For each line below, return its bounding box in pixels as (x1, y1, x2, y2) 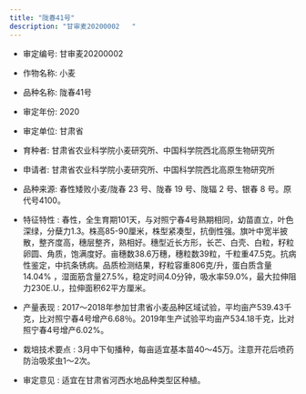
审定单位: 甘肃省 (22, 125, 84, 136)
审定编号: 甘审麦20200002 (22, 47, 124, 59)
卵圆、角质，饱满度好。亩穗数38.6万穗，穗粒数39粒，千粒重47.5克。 (22, 248, 280, 259)
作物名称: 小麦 (22, 67, 76, 78)
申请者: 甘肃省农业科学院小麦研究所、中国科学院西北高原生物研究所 (22, 164, 275, 175)
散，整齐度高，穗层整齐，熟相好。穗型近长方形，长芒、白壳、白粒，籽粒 (22, 237, 294, 248)
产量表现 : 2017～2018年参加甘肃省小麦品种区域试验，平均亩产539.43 (22, 301, 284, 312)
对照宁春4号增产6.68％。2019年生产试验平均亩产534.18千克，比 (46, 313, 287, 324)
